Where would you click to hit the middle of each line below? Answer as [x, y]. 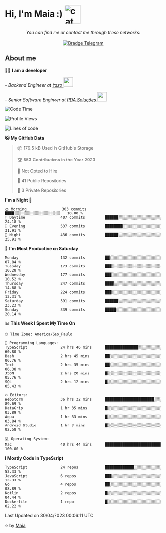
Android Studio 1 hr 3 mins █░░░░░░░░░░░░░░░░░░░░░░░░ [83, 425]
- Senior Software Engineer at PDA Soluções [51, 100]
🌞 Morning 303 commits [46, 209]
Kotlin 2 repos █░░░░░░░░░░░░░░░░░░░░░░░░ [83, 493]
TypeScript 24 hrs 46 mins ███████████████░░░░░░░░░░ [83, 347]
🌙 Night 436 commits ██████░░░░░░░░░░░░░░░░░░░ [83, 235]
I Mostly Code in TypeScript [34, 458]
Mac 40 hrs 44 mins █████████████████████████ [83, 444]
